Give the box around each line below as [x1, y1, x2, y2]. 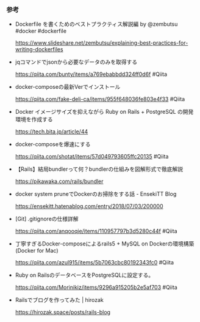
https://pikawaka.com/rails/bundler [15, 178, 104, 185]
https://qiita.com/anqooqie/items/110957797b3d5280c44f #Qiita [15, 228, 178, 235]
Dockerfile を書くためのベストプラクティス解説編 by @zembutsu [15, 20, 178, 28]
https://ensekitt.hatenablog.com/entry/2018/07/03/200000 [15, 203, 163, 210]
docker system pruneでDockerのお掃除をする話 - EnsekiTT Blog [15, 190, 177, 198]
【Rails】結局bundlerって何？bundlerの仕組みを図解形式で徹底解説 [15, 165, 184, 173]
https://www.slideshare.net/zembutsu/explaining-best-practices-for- [15, 39, 188, 47]
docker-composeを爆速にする [15, 141, 91, 148]
